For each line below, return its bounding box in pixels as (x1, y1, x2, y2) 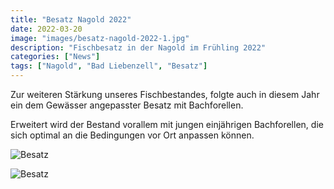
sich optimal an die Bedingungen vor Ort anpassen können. (10, 129, 255, 141)
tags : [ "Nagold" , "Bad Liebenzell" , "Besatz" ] (10, 61, 208, 71)
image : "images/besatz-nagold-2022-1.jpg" (10, 33, 190, 43)
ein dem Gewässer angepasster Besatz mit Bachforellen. (10, 99, 244, 111)
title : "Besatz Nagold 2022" (10, 14, 132, 25)
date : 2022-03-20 (10, 24, 83, 34)
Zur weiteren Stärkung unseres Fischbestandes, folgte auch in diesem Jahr (10, 89, 320, 100)
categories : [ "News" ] (10, 52, 101, 62)
